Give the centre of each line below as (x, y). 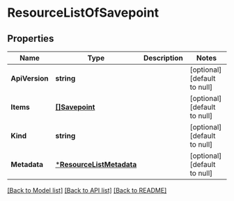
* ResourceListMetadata (96, 164)
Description (163, 58)
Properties (31, 39)
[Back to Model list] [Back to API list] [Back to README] (87, 190)
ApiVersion (30, 78)
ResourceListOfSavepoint (83, 13)
